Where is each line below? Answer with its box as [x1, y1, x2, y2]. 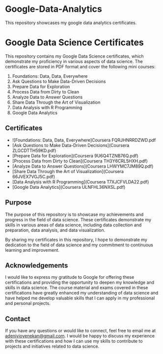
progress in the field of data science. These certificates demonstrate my [5, 216, 151, 222]
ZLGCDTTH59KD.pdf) [12, 147, 56, 153]
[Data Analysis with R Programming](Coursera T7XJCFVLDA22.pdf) [12, 178, 149, 185]
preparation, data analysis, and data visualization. [5, 227, 106, 233]
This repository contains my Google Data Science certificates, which [5, 53, 144, 59]
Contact [5, 315, 30, 323]
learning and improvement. [5, 247, 60, 253]
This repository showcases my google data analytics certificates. [5, 20, 137, 26]
